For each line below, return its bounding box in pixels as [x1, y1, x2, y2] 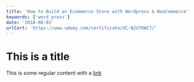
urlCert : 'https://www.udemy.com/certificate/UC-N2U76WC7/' [6, 25, 158, 31]
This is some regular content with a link [6, 70, 102, 77]
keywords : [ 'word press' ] [6, 14, 70, 20]
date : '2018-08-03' [6, 19, 54, 25]
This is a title [6, 50, 70, 63]
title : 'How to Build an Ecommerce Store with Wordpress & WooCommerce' [6, 8, 189, 15]
